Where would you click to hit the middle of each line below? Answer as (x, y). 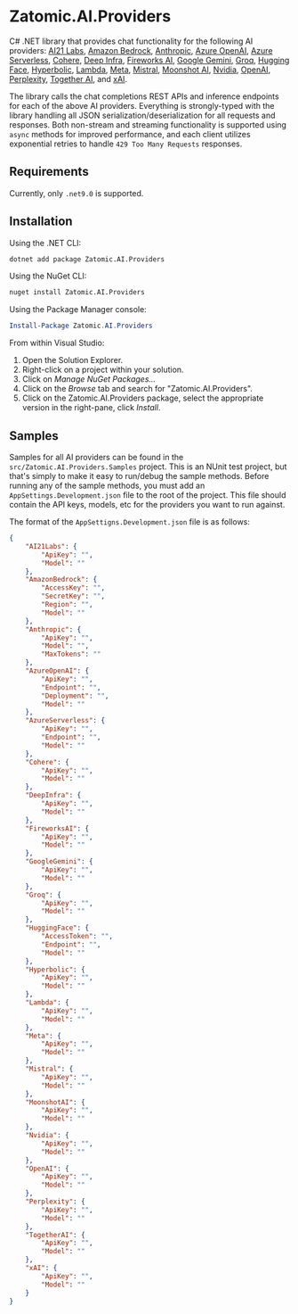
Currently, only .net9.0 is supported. (77, 193)
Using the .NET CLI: (45, 243)
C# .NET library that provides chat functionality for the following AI (131, 41)
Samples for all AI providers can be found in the (97, 457)
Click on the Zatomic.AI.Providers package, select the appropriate (143, 398)
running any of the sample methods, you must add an (107, 485)
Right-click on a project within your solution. (103, 370)
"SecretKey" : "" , (73, 596)
